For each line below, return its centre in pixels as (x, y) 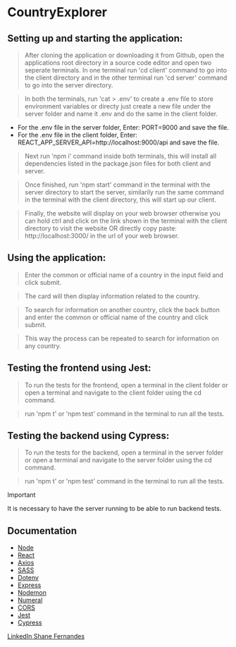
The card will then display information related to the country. (112, 296)
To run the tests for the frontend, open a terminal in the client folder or (126, 385)
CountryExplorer (57, 12)
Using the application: (57, 258)
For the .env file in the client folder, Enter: (77, 135)
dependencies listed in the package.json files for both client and (118, 164)
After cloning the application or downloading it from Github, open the (124, 55)
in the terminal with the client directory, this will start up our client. (120, 199)
